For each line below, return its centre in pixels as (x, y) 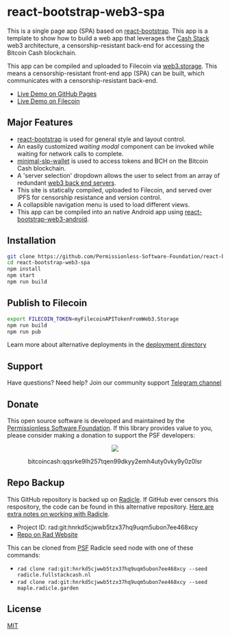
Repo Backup (36, 483)
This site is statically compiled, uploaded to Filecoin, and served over (114, 190)
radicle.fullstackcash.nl (54, 575)
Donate (23, 404)
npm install (24, 269)
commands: (24, 555)
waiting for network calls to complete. (70, 153)
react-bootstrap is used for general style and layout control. (101, 139)
